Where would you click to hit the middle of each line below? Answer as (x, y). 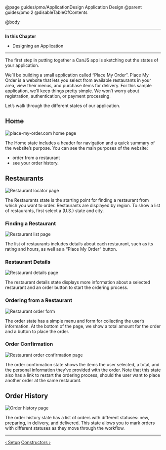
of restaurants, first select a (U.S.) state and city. (55, 211)
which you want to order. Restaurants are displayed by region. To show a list (83, 205)
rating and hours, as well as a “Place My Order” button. (61, 249)
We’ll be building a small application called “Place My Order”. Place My (77, 75)
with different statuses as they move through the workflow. (65, 428)
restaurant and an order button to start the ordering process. (67, 287)
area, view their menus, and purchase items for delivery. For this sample (79, 85)
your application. (22, 65)
